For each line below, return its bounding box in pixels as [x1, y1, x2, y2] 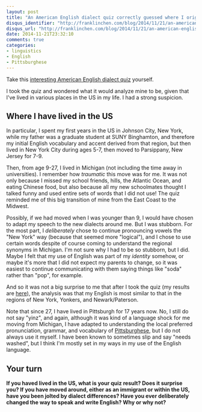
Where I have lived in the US [6, 111, 113, 121]
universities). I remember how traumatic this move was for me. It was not [6, 171, 188, 178]
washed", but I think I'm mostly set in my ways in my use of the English [6, 340, 182, 347]
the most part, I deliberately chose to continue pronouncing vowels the [6, 227, 182, 235]
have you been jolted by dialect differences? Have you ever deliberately [6, 392, 189, 400]
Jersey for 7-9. [6, 153, 43, 160]
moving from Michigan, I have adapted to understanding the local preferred [6, 321, 193, 328]
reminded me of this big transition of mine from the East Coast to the [6, 196, 176, 203]
